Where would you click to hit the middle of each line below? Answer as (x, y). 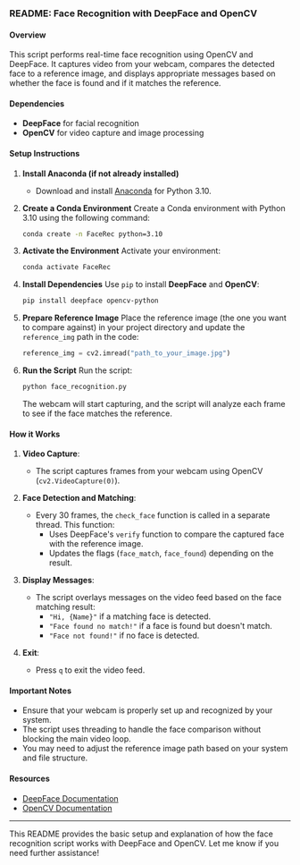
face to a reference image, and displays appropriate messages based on (142, 73)
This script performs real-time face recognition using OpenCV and (131, 55)
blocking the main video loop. (76, 739)
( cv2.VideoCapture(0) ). (78, 480)
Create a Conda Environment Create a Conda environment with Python (154, 208)
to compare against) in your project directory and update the (133, 327)
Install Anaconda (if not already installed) (100, 174)
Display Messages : (58, 581)
